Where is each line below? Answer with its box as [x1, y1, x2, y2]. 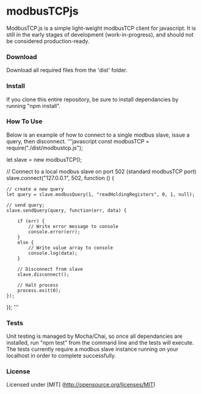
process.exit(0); [17, 287, 62, 293]
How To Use [6, 117, 43, 126]
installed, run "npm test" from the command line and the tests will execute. [6, 339, 194, 346]
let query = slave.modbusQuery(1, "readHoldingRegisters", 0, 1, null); [6, 191, 195, 198]
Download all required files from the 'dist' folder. [6, 66, 128, 74]
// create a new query [6, 186, 64, 192]
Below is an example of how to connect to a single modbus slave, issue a [6, 131, 190, 138]
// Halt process [17, 282, 59, 288]
